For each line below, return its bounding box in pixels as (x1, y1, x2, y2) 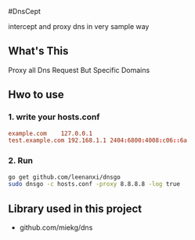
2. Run (8, 155, 34, 166)
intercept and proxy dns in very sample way (8, 22, 150, 31)
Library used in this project (8, 202, 143, 215)
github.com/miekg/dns (19, 223, 93, 232)
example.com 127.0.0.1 (8, 129, 92, 137)
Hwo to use (8, 88, 64, 101)
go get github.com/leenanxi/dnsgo (8, 173, 121, 181)
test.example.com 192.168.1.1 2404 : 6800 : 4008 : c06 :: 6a (8, 136, 188, 144)
